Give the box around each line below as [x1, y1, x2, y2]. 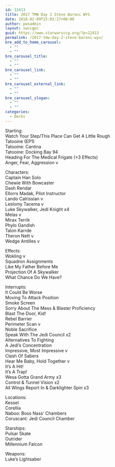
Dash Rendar [5, 185, 32, 191]
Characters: [5, 169, 29, 175]
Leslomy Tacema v [5, 201, 44, 207]
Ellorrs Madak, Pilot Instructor [5, 190, 66, 196]
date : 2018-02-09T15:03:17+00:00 [5, 16, 75, 21]
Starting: [5, 128, 23, 134]
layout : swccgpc [5, 26, 39, 31]
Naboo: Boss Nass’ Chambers [5, 410, 67, 416]
